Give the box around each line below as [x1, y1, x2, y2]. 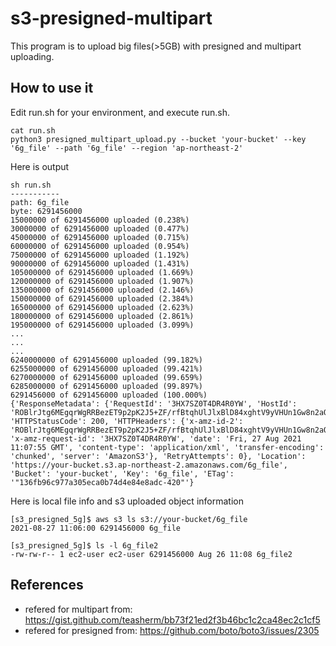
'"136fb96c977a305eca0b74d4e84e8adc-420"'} [10, 477, 195, 487]
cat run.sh [10, 125, 56, 136]
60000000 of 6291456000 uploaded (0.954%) [10, 241, 190, 251]
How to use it [10, 80, 94, 97]
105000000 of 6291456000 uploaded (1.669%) [10, 267, 195, 277]
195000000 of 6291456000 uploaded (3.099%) [10, 320, 195, 330]
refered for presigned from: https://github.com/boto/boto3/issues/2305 [24, 624, 320, 636]
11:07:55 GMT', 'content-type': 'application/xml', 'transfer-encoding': [10, 442, 325, 452]
